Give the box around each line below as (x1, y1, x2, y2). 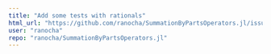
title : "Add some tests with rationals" (8, 11, 147, 20)
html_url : (8, 19, 42, 27)
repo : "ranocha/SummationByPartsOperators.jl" (8, 33, 168, 42)
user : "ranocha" (8, 26, 63, 34)
